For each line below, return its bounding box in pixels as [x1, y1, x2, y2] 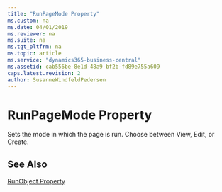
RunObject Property [7, 177, 66, 186]
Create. [7, 137, 30, 146]
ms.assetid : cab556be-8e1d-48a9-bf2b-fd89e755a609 [7, 63, 160, 70]
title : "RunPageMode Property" [7, 10, 100, 18]
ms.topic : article [7, 50, 62, 57]
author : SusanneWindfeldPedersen [7, 76, 106, 84]
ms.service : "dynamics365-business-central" [7, 57, 141, 64]
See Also [7, 158, 48, 170]
